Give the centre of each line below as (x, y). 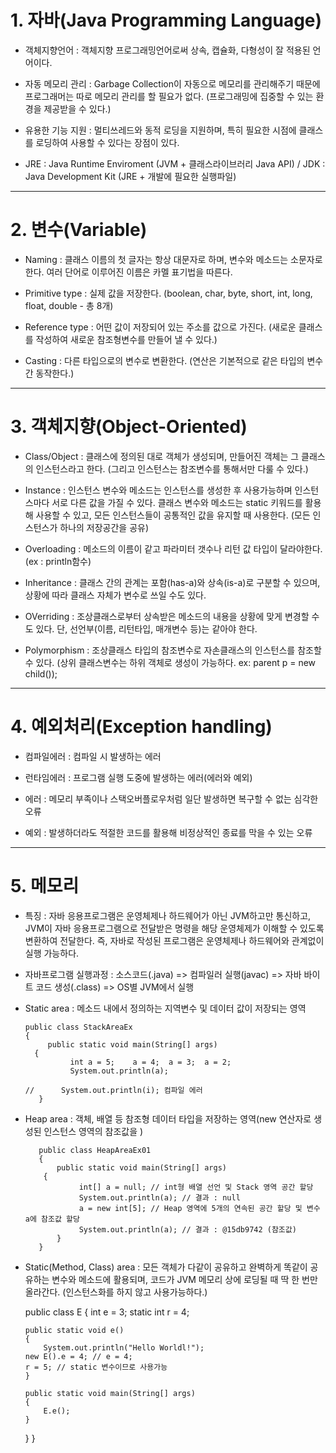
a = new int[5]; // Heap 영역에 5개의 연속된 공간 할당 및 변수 (199, 1208)
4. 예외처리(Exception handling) (141, 727)
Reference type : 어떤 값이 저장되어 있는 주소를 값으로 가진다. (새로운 (160, 327)
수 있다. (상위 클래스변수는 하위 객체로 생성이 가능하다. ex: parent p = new (170, 662)
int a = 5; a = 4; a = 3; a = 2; (150, 1062)
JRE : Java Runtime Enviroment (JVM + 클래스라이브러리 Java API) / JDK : (175, 163)
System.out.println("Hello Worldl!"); (124, 1347)
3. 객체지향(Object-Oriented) (129, 427)
